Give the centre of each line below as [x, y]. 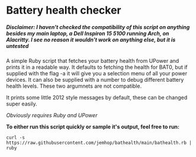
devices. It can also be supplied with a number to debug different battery [95, 80]
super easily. [22, 104]
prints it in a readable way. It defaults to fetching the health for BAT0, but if [97, 67]
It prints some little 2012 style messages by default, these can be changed [97, 98]
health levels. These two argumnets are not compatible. [74, 86]
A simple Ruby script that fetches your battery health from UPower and [93, 61]
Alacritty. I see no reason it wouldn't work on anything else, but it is [91, 40]
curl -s [16, 138]
